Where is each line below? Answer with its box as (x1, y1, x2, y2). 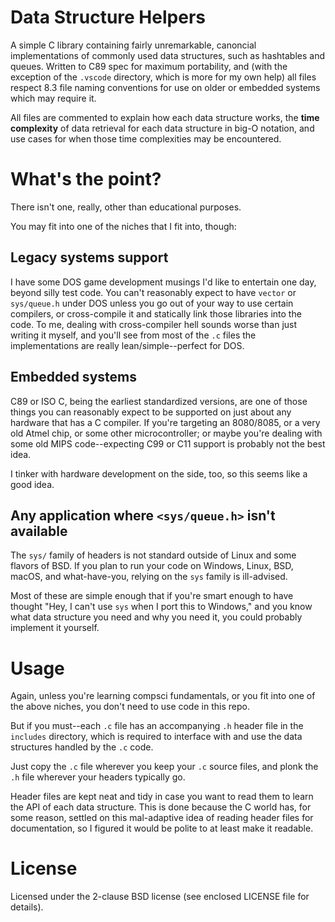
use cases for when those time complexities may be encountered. (10, 132, 282, 145)
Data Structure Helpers (10, 6, 206, 29)
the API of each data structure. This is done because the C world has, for (10, 801, 312, 813)
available (10, 522, 68, 540)
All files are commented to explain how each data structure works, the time (10, 111, 320, 123)
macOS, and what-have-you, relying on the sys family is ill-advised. (10, 571, 288, 583)
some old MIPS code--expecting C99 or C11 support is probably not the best (10, 437, 326, 450)
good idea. (10, 478, 55, 490)
